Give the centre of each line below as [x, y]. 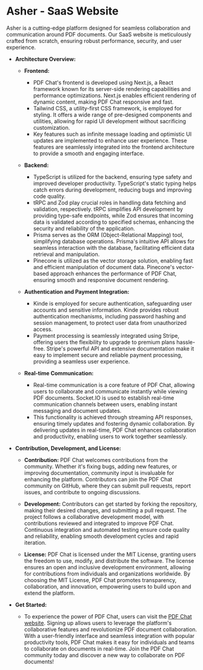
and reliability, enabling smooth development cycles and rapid [101, 536]
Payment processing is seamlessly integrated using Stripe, [106, 335]
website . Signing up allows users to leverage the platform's [98, 623]
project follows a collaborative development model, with [94, 517]
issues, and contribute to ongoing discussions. [82, 492]
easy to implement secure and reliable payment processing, [108, 355]
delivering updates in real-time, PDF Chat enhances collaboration [115, 430]
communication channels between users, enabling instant [105, 404]
